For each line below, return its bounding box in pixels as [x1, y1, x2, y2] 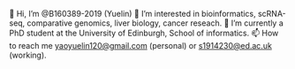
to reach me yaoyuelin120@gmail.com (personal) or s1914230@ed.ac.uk [9, 41, 272, 50]
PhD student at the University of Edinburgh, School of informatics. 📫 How [9, 27, 279, 38]
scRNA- [257, 9, 287, 19]
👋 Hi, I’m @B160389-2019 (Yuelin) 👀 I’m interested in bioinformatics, [9, 9, 256, 19]
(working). [9, 50, 47, 60]
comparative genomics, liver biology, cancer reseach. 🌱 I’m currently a [26, 18, 284, 28]
